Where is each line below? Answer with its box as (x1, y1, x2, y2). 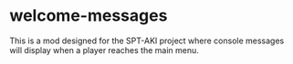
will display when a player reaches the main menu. (9, 44, 199, 55)
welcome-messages (9, 5, 168, 26)
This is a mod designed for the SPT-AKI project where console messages (9, 35, 285, 46)
